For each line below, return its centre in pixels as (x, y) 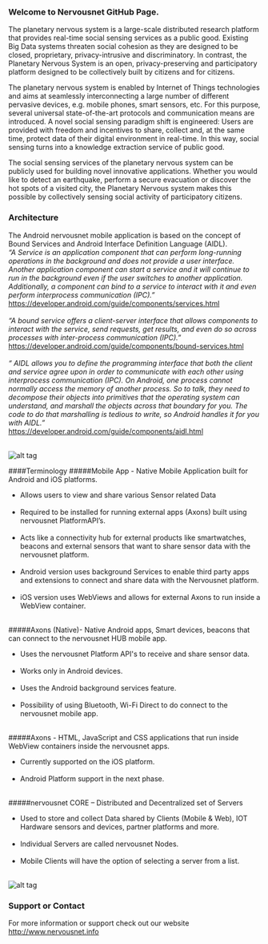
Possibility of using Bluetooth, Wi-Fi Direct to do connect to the (124, 705)
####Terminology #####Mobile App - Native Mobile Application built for (128, 471)
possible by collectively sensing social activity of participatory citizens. (125, 197)
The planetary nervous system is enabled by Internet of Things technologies (134, 87)
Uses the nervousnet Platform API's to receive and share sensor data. (135, 654)
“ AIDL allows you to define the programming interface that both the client (131, 363)
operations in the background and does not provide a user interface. (122, 261)
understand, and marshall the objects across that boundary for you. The (128, 405)
